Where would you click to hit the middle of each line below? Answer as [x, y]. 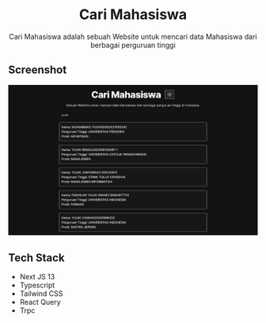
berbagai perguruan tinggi [133, 44]
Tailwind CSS [41, 294]
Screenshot [38, 70]
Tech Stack [36, 258]
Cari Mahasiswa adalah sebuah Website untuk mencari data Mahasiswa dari [133, 37]
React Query [40, 302]
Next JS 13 [37, 277]
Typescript [37, 285]
